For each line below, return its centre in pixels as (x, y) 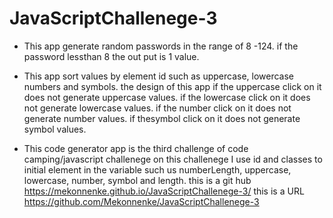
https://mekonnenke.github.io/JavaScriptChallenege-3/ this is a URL (164, 191)
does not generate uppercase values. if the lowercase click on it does (167, 97)
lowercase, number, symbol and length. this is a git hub (137, 180)
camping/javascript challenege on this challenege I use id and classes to (173, 159)
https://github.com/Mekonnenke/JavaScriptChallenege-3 (141, 201)
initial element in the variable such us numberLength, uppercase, (157, 169)
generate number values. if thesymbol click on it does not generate (162, 118)
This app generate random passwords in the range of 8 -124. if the (161, 46)
